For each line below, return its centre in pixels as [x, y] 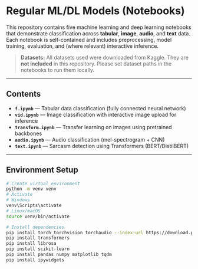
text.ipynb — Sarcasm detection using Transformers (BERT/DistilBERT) [102, 146]
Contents [24, 94]
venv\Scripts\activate [34, 206]
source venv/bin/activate [38, 216]
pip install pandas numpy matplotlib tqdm [59, 255]
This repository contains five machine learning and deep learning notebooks [99, 27]
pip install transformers [38, 238]
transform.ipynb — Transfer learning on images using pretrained [93, 127]
